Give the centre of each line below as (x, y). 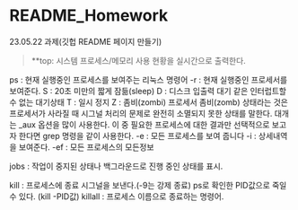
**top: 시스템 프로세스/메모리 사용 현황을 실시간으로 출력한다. (139, 60)
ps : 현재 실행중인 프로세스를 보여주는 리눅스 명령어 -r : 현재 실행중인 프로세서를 (149, 79)
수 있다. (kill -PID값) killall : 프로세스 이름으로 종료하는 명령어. (117, 196)
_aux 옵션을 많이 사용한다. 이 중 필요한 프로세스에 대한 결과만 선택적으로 (144, 124)
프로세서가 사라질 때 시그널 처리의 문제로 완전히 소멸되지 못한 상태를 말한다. (141, 113)
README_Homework (89, 16)
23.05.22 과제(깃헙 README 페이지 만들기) (86, 41)
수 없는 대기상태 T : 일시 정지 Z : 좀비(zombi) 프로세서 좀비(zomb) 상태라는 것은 (149, 102)
